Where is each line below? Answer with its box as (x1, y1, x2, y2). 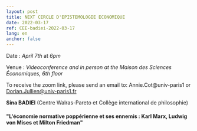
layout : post (6, 8, 38, 15)
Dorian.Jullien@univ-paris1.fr (6, 88, 77, 94)
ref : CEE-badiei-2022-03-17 (6, 25, 75, 31)
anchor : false (6, 36, 41, 42)
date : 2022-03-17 (6, 19, 49, 25)
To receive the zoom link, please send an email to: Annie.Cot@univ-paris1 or (6, 81, 191, 89)
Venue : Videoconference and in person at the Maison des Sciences (6, 64, 172, 71)
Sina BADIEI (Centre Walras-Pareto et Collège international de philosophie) (6, 99, 189, 106)
